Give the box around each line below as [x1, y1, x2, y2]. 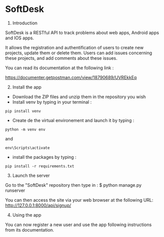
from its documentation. [5, 227, 55, 233]
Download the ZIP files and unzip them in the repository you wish [12, 94, 146, 100]
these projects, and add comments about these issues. [5, 55, 118, 61]
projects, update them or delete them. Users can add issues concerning [5, 50, 153, 56]
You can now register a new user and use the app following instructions [5, 222, 152, 228]
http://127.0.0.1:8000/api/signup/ [5, 202, 72, 208]
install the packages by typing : [12, 154, 77, 160]
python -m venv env [5, 127, 46, 132]
